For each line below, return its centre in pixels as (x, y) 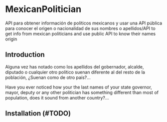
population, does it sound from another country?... (57, 97)
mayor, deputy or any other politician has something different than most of (82, 92)
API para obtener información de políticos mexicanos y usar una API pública (84, 23)
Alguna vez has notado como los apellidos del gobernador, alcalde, (75, 66)
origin (11, 39)
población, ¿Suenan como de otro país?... (48, 77)
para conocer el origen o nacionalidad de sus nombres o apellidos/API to (80, 28)
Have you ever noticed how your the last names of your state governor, (78, 87)
